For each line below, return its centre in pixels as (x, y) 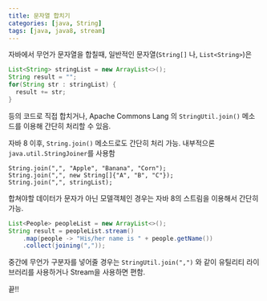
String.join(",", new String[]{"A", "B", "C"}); (91, 175)
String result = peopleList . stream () (71, 231)
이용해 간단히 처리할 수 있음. (67, 126)
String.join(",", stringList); (61, 182)
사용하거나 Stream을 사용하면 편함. (91, 272)
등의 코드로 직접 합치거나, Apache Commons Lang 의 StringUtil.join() (124, 116)
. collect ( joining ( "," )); (64, 246)
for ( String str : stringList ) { (62, 85)
